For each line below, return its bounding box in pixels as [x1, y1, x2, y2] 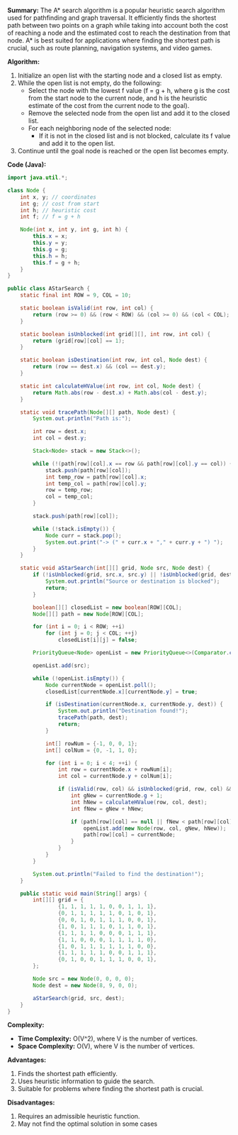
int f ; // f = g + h [20, 213, 81, 221]
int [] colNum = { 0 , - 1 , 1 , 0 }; [45, 747, 138, 754]
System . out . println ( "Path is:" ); [33, 415, 132, 422]
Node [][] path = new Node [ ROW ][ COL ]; [33, 610, 144, 618]
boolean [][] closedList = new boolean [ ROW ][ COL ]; [33, 603, 182, 611]
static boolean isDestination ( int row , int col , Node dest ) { [20, 356, 208, 364]
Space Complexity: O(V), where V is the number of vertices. [17, 1042, 195, 1051]
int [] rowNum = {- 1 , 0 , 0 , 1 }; [45, 740, 138, 747]
